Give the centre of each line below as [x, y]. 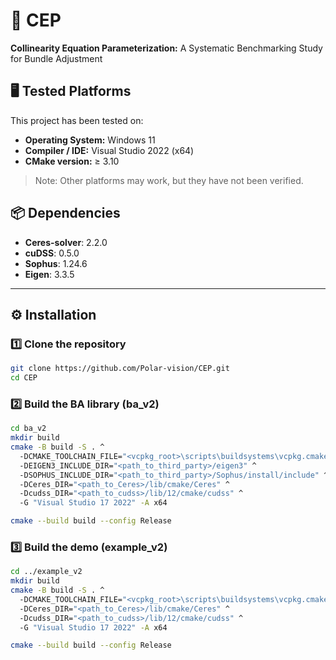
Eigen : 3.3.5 [49, 274]
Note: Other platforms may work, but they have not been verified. [169, 180]
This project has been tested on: [77, 120]
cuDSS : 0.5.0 [52, 253]
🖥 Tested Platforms [71, 91]
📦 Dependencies [65, 213]
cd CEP [24, 378]
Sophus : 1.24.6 [56, 263]
